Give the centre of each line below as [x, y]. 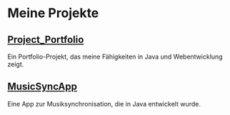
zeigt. [16, 64]
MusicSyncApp [42, 87]
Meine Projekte [53, 13]
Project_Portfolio [46, 40]
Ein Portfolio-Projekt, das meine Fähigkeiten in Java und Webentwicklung [115, 56]
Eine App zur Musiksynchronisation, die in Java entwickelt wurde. [104, 104]
